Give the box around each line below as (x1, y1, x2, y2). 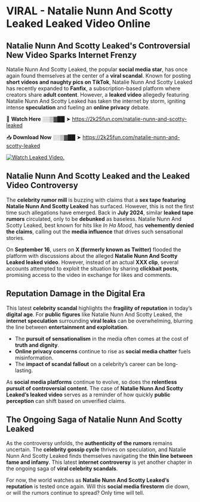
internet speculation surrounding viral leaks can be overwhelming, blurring (6, 317, 193, 324)
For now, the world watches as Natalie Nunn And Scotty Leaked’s (6, 476, 170, 484)
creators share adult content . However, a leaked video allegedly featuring (6, 91, 189, 98)
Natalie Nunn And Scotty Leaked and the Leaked (6, 171, 190, 181)
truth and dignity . (14, 341, 60, 349)
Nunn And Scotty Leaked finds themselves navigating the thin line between (6, 452, 193, 460)
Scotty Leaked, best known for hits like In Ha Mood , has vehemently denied (6, 221, 194, 229)
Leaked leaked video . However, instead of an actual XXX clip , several (6, 258, 179, 266)
